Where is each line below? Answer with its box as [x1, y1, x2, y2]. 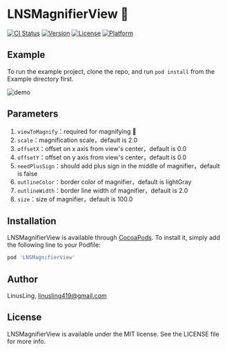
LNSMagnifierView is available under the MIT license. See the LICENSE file [7, 330, 219, 338]
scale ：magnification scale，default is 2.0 [17, 136, 138, 144]
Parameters [7, 108, 59, 120]
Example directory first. [7, 74, 74, 83]
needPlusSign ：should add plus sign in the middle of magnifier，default [17, 161, 220, 170]
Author [7, 273, 38, 285]
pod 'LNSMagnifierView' [7, 254, 76, 261]
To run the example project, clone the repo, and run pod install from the [7, 67, 215, 75]
